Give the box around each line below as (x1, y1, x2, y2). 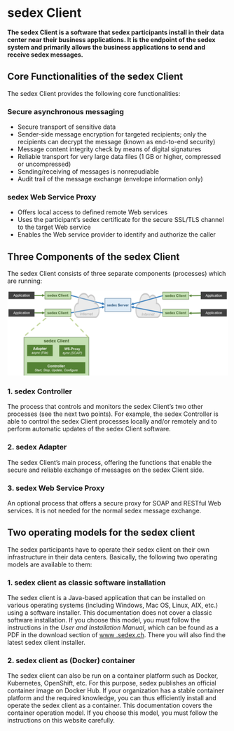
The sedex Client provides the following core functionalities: (7, 89, 181, 97)
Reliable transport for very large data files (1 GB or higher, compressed (17, 153, 221, 161)
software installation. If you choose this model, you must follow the (7, 616, 200, 625)
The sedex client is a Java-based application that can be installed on (7, 594, 205, 602)
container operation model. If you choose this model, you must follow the (7, 709, 219, 717)
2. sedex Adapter (7, 443, 67, 452)
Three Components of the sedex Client (7, 251, 180, 263)
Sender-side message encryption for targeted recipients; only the (17, 130, 207, 139)
